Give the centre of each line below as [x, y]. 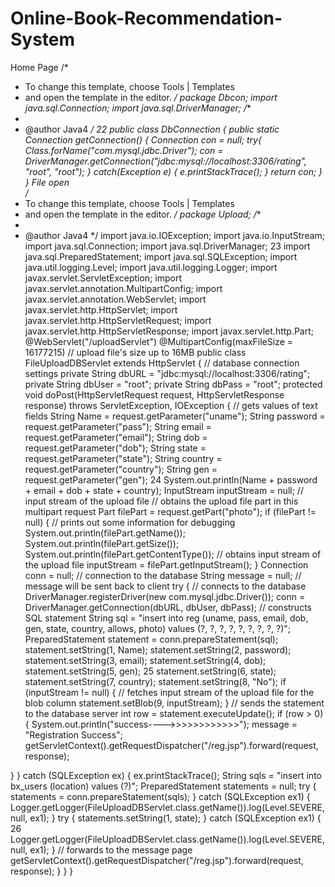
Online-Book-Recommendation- [146, 18]
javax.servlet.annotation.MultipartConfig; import [123, 288]
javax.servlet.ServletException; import [103, 278]
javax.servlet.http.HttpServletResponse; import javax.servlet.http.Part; [169, 331]
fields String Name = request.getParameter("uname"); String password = [175, 416]
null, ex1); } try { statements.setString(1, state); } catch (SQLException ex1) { [166, 818]
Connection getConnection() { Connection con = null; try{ [143, 139]
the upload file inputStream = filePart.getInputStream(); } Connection [166, 564]
